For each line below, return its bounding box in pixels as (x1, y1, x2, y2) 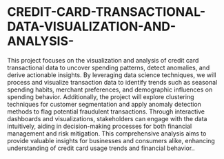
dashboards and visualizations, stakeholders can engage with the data (7, 114, 207, 123)
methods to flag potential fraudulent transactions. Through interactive (7, 107, 205, 116)
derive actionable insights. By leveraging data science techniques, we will (7, 70, 216, 79)
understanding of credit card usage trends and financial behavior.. (7, 144, 195, 152)
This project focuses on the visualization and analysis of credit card (7, 56, 199, 64)
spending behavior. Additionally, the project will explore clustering (7, 92, 194, 100)
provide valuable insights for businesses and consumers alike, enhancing (7, 136, 215, 145)
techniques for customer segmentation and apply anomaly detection (7, 100, 202, 108)
